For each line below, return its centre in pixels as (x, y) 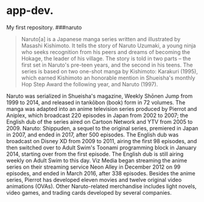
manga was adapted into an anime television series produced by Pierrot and (102, 109)
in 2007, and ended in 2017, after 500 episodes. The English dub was (93, 135)
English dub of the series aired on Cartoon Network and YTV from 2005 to (100, 121)
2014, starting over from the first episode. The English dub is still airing (95, 154)
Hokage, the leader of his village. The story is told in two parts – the (106, 58)
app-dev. (30, 11)
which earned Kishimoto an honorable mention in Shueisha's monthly (108, 78)
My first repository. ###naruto (44, 27)
